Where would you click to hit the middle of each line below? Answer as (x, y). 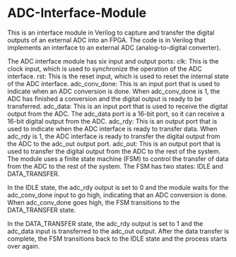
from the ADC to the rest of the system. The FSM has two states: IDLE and (116, 166)
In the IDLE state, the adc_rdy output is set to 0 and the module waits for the (118, 187)
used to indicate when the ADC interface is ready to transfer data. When (112, 128)
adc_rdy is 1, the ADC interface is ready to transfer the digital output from (114, 136)
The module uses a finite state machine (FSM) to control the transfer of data (118, 159)
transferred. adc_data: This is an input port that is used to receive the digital (118, 106)
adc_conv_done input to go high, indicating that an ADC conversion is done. (117, 195)
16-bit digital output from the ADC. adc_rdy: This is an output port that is (112, 121)
